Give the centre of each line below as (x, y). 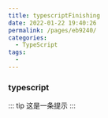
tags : (17, 52)
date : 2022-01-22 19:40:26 (52, 23)
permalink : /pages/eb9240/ (52, 30)
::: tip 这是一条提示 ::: (42, 106)
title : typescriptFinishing (54, 15)
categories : (28, 38)
